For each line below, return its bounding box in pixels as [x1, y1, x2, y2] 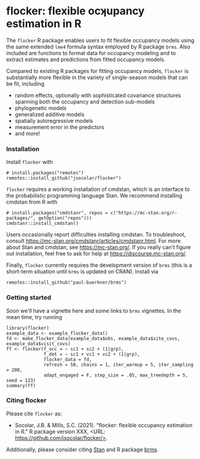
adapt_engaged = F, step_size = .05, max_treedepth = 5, [44, 372, 188, 378]
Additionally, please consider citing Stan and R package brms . [6, 446, 159, 453]
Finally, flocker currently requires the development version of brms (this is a [6, 262, 192, 269]
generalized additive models [14, 111, 85, 118]
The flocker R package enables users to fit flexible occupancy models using [6, 37, 195, 44]
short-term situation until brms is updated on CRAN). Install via [6, 268, 159, 275]
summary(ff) [6, 382, 36, 388]
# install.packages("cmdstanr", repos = [6, 210, 109, 216]
